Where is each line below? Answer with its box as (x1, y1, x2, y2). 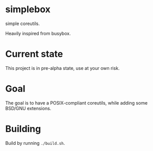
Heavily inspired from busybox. (5, 30, 71, 36)
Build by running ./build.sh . (5, 140, 65, 146)
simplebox (5, 4, 51, 15)
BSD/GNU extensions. (5, 105, 52, 111)
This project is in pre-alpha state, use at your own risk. (5, 65, 120, 71)
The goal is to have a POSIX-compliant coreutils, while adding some (5, 99, 148, 106)
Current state (5, 48, 63, 60)
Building (5, 123, 41, 135)
